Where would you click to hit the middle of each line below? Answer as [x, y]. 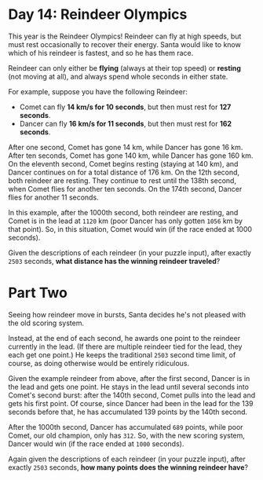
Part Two [38, 293]
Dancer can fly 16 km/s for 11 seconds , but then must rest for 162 [126, 123]
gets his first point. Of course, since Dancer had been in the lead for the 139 [131, 403]
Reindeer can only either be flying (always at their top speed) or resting [125, 68]
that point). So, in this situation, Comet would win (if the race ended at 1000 [130, 229]
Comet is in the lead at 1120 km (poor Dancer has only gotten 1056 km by [126, 221]
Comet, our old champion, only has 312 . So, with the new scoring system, [127, 435]
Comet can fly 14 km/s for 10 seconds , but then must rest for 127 [125, 107]
